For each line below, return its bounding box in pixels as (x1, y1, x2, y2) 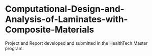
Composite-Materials (5, 24, 94, 35)
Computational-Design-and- (5, 3, 124, 15)
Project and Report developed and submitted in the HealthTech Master (5, 40, 148, 46)
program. (5, 45, 24, 51)
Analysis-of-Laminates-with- (5, 14, 128, 25)
